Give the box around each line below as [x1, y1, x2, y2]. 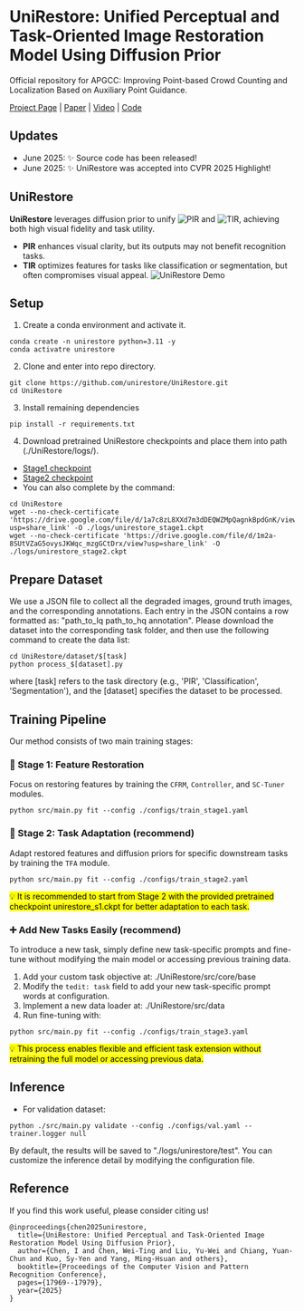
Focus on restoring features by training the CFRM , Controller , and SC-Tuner [9, 779, 285, 790]
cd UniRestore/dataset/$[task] [9, 652, 128, 661]
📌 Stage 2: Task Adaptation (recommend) [9, 827, 195, 840]
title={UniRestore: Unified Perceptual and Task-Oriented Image [17, 1230, 265, 1239]
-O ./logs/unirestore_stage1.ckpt [73, 524, 204, 533]
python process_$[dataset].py [9, 660, 124, 670]
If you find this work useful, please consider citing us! [9, 1205, 210, 1216]
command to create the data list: [9, 634, 130, 645]
